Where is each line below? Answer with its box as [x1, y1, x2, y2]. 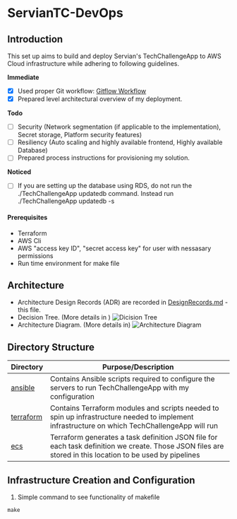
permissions [17, 251, 54, 259]
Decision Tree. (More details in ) [17, 313, 111, 322]
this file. [17, 305, 41, 314]
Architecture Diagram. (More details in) [17, 320, 131, 330]
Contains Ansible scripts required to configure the [49, 374, 215, 384]
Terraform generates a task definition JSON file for [49, 433, 218, 443]
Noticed [7, 168, 32, 176]
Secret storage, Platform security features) [17, 131, 142, 139]
